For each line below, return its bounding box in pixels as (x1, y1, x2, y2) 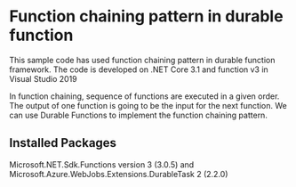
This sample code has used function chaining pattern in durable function (9, 54, 276, 65)
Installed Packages (9, 135, 117, 150)
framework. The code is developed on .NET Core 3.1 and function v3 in (9, 64, 268, 75)
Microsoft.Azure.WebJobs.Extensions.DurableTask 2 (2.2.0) (9, 168, 228, 179)
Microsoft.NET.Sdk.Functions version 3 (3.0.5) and (9, 159, 195, 170)
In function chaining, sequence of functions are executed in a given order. (9, 91, 280, 102)
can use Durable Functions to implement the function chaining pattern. (9, 110, 268, 120)
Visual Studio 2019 (9, 73, 77, 84)
